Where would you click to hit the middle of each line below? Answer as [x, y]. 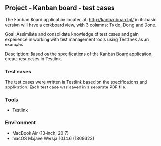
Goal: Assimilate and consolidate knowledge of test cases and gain [72, 34]
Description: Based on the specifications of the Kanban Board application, [79, 54]
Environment [21, 123]
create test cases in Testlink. [33, 59]
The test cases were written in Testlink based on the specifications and [76, 82]
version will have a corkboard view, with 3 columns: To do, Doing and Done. [81, 25]
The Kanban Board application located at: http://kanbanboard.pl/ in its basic [81, 19]
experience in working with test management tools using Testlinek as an [77, 39]
